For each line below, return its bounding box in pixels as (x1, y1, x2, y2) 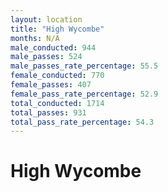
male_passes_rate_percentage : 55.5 (10, 61, 159, 71)
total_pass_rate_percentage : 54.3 (10, 117, 155, 127)
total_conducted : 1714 (10, 98, 105, 108)
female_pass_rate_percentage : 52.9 (10, 89, 159, 99)
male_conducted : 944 (10, 42, 97, 53)
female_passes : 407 (10, 80, 92, 90)
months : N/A (10, 33, 60, 43)
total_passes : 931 (10, 107, 87, 118)
